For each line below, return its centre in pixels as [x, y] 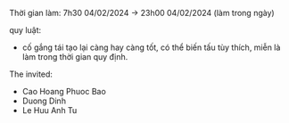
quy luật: [25, 30]
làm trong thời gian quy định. [75, 57]
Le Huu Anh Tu [50, 110]
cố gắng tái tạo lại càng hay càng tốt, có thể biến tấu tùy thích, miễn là [151, 47]
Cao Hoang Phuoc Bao [64, 91]
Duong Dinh [44, 101]
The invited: [31, 74]
